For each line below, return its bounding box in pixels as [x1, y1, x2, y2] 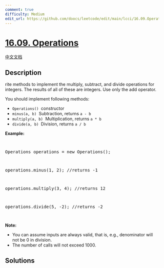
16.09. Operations [5, 37, 79, 48]
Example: [5, 130, 25, 137]
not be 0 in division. [12, 237, 52, 243]
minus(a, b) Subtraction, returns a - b [12, 111, 91, 117]
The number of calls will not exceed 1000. [12, 242, 97, 248]
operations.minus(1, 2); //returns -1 [5, 167, 98, 173]
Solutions [5, 256, 35, 265]
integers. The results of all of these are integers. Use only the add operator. [5, 86, 157, 93]
